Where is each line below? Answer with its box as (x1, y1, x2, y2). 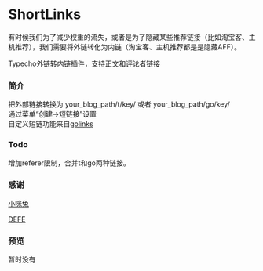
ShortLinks (8, 5, 81, 23)
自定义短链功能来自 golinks (8, 119, 94, 128)
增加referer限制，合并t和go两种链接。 (8, 158, 131, 168)
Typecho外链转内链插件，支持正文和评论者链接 (8, 59, 161, 68)
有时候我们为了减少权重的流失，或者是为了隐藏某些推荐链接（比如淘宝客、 (8, 32, 249, 42)
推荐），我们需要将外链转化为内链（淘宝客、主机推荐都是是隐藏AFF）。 (14, 42, 242, 52)
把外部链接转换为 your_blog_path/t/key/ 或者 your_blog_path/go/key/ (8, 99, 230, 109)
